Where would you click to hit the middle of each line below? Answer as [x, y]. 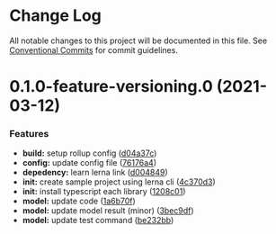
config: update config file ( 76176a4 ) [89, 163]
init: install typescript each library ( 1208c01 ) [104, 192]
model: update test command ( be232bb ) [98, 220]
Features [29, 134]
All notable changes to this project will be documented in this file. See [138, 40]
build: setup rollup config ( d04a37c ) [89, 153]
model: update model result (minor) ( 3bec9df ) [108, 211]
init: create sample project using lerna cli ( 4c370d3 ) [119, 182]
